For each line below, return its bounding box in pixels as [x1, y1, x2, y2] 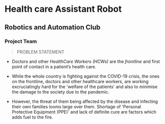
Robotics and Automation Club [4, 23, 100, 31]
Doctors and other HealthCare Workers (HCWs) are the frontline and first [11, 58, 160, 64]
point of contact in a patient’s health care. [11, 63, 97, 69]
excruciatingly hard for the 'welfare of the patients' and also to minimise [11, 84, 158, 90]
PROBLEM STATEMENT [16, 49, 65, 55]
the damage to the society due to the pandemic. [11, 89, 109, 94]
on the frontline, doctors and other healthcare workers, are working [11, 78, 149, 84]
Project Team [4, 38, 37, 45]
